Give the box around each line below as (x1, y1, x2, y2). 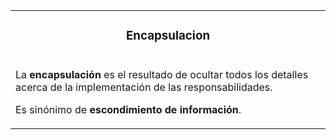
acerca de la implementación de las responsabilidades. (15, 80, 273, 94)
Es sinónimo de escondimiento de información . (15, 102, 242, 116)
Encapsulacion (125, 28, 211, 44)
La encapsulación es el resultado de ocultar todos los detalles (15, 67, 309, 81)
